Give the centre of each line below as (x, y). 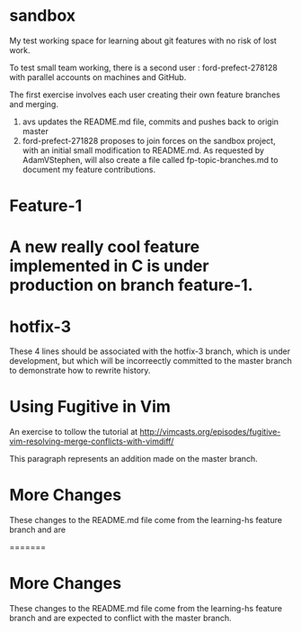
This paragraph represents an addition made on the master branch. (133, 459)
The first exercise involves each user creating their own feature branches (145, 95)
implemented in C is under (109, 266)
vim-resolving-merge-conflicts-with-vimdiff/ (92, 441)
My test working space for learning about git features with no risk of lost (143, 41)
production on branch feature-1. (131, 285)
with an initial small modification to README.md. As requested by (143, 150)
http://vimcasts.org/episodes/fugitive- (210, 432)
